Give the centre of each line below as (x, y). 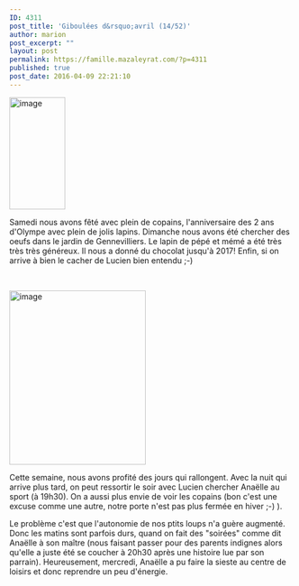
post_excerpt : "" (42, 43)
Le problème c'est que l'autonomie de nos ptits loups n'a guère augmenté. (147, 523)
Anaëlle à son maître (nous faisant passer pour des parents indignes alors (146, 543)
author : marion (38, 34)
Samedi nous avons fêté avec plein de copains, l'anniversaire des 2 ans (142, 222)
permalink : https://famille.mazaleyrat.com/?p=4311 (108, 60)
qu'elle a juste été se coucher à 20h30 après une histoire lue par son (137, 552)
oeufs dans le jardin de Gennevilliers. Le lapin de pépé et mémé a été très (145, 241)
